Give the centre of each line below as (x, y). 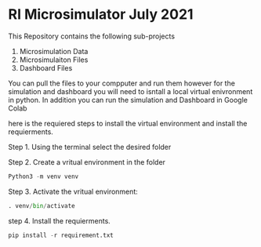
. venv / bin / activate (42, 205)
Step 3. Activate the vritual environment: (73, 191)
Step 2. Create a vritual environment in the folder (87, 162)
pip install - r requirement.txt (61, 235)
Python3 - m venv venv (43, 176)
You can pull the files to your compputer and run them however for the (121, 83)
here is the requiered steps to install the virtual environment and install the (128, 123)
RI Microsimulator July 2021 (101, 15)
